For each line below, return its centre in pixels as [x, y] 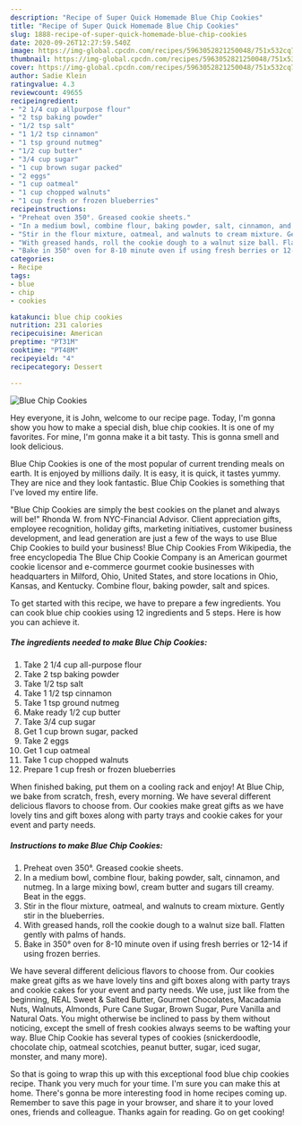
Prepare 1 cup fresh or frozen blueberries [99, 769]
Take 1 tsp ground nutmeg [71, 703]
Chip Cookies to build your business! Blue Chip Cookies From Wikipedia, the [151, 547]
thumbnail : [30, 59]
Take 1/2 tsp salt [53, 684]
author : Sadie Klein [49, 76]
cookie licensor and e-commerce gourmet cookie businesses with [132, 566]
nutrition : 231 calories [56, 325]
